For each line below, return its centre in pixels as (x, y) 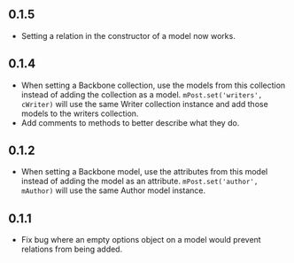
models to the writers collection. (80, 113)
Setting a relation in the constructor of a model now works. (128, 35)
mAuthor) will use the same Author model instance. (113, 190)
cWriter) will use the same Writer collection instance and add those (145, 104)
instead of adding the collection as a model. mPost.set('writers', (142, 94)
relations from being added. (72, 249)
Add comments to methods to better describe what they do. (130, 122)
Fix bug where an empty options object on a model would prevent (141, 240)
